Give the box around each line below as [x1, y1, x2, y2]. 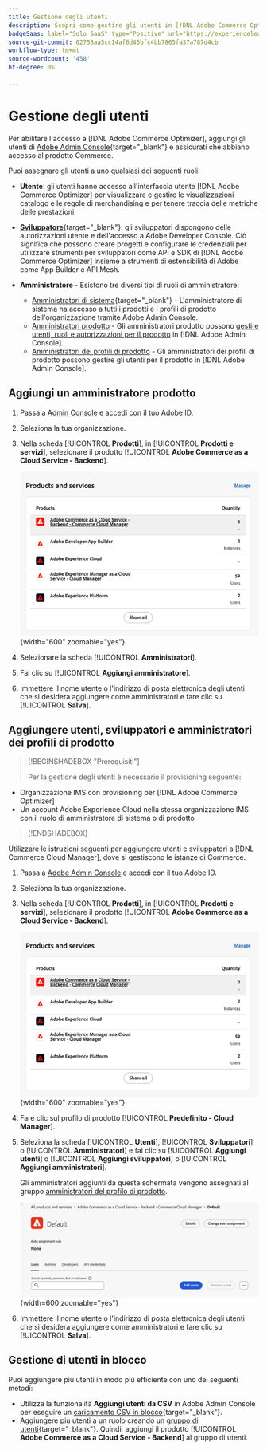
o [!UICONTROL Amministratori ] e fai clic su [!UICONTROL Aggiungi [19, 1145, 246, 1155]
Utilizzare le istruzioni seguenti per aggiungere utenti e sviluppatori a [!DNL [8, 844, 254, 853]
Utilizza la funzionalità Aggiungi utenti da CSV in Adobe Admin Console [19, 1398, 256, 1408]
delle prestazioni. [19, 207, 77, 216]
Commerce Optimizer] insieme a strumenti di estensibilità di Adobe [19, 256, 239, 266]
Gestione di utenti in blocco [8, 1353, 147, 1367]
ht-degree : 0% [8, 64, 56, 72]
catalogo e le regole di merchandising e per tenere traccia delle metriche [19, 198, 258, 207]
